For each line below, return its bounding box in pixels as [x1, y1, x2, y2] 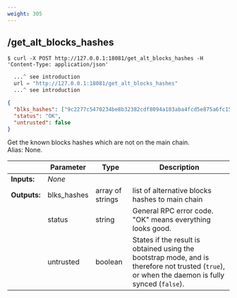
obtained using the [132, 244, 195, 254]
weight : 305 [7, 10, 42, 18]
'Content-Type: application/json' [7, 61, 109, 68]
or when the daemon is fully [132, 271, 225, 280]
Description [159, 163, 200, 173]
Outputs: [11, 190, 41, 200]
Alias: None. [7, 146, 43, 154]
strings [95, 194, 119, 204]
